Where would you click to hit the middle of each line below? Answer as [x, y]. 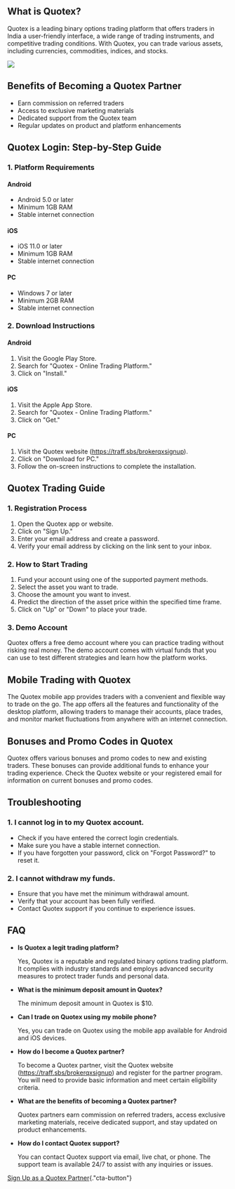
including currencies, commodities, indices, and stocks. [88, 51]
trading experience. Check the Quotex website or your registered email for [115, 773]
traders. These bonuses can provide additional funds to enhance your [108, 765]
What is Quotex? [44, 12]
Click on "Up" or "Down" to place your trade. [82, 609]
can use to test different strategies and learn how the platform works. [107, 658]
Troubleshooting [45, 803]
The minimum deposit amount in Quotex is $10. [85, 1003]
